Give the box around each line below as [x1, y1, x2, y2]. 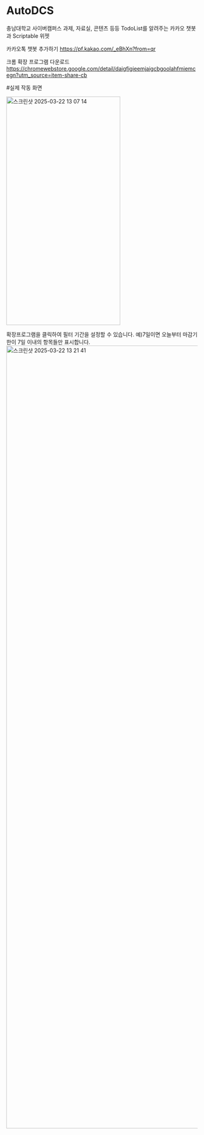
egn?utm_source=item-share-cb [6, 71, 87, 79]
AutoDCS [6, 4, 54, 18]
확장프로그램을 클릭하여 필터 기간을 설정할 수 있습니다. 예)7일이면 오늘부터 [6, 330, 182, 338]
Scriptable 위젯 [12, 32, 50, 40]
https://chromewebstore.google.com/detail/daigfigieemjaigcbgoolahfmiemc [6, 65, 196, 72]
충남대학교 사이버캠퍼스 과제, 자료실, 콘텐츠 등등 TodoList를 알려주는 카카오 [6, 24, 185, 32]
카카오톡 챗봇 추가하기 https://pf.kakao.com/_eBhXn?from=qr [6, 45, 156, 52]
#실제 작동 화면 [6, 83, 42, 91]
